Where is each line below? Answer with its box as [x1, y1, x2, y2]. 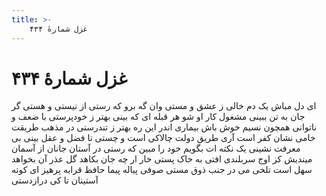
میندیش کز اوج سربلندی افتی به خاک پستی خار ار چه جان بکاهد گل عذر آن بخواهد [11, 153, 313, 165]
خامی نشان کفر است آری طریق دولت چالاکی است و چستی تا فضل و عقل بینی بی [11, 132, 316, 144]
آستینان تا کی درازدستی [11, 174, 99, 186]
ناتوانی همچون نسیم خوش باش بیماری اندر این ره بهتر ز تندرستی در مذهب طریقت [11, 121, 318, 133]
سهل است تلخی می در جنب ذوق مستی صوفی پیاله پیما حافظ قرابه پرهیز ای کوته [11, 164, 313, 176]
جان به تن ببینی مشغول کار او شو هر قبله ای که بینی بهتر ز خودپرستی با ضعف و [11, 111, 306, 123]
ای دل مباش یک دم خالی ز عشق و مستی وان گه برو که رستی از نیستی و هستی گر [11, 100, 317, 112]
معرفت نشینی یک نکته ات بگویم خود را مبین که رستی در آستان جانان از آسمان [11, 142, 301, 155]
